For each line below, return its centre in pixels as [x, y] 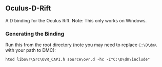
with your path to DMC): [31, 50]
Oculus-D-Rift [28, 8]
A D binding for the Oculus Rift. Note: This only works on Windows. [76, 20]
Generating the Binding [35, 33]
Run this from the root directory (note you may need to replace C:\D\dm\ [81, 45]
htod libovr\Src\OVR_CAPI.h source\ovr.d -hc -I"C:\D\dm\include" [78, 60]
